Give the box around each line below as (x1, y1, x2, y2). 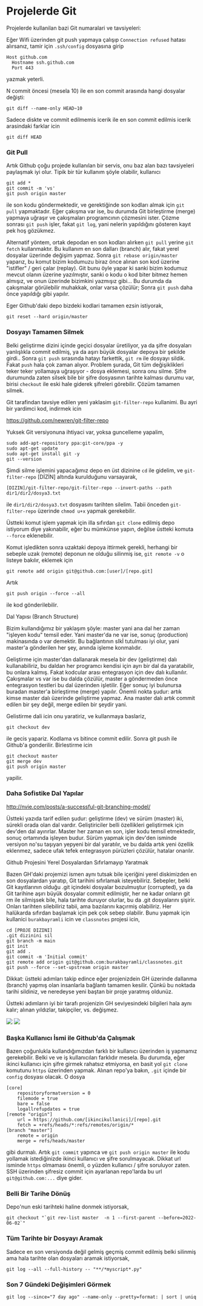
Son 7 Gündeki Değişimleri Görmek (6, 1280, 111, 1288)
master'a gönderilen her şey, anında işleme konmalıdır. (6, 644, 142, 651)
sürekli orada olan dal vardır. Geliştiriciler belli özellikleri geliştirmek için (6, 821, 184, 828)
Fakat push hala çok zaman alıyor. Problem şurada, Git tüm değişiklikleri (6, 361, 184, 368)
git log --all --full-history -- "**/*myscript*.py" (6, 1266, 142, 1272)
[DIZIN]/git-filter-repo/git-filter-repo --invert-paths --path (6, 485, 172, 491)
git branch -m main (6, 938, 56, 944)
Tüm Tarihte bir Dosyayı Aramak (6, 1234, 103, 1243)
